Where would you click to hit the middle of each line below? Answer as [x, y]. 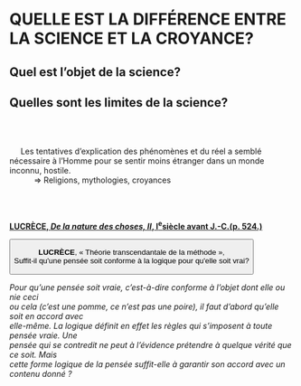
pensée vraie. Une [44, 335]
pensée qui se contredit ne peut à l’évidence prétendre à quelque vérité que [150, 344]
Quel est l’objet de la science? [95, 72]
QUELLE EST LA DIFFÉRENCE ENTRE [148, 19]
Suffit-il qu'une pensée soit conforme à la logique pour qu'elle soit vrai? [132, 261]
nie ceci [24, 297]
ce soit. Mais [33, 354]
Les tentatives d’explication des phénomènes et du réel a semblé [141, 151]
